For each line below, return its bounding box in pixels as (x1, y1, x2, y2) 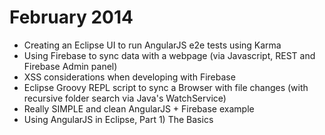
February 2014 (9, 6, 134, 29)
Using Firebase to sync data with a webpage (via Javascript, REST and (23, 49, 316, 61)
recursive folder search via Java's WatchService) (23, 92, 227, 104)
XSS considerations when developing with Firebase (23, 71, 236, 83)
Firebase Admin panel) (23, 60, 118, 72)
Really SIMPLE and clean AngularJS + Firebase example (23, 102, 255, 115)
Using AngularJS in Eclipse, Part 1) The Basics (23, 113, 214, 125)
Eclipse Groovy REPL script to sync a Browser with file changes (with (23, 81, 309, 93)
